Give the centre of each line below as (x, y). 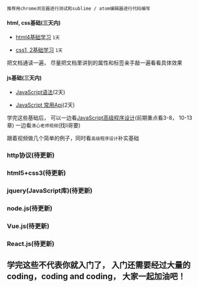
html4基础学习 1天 (38, 37)
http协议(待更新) (31, 156)
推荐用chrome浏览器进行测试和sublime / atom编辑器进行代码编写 (79, 8)
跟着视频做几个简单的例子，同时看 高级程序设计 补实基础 (73, 138)
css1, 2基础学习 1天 (39, 50)
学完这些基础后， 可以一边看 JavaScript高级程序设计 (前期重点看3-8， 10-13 (100, 118)
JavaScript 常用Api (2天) (45, 105)
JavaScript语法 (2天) (40, 92)
